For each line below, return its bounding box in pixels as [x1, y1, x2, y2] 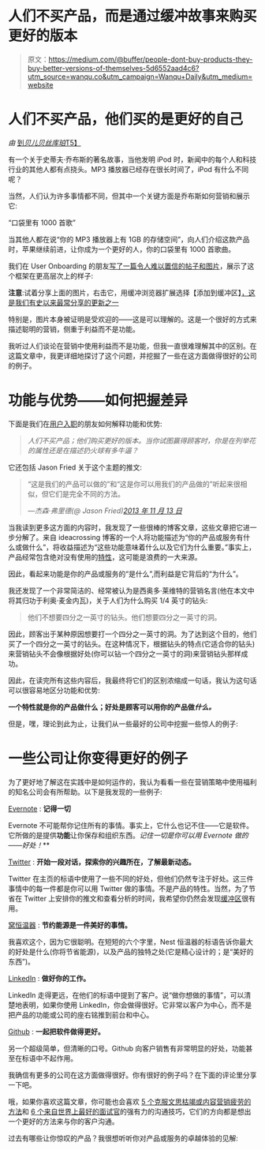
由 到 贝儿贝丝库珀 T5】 [8, 137, 81, 147]
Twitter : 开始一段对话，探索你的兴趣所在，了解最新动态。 [8, 857, 196, 867]
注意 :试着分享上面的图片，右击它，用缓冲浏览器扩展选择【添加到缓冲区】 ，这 [8, 287, 256, 297]
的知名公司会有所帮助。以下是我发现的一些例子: [8, 787, 163, 796]
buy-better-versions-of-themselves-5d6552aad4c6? [27, 63, 200, 73]
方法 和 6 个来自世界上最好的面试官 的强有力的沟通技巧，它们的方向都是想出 [8, 1107, 252, 1116]
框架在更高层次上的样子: [14, 271, 94, 280]
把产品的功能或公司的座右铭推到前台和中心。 [8, 1010, 154, 1019]
